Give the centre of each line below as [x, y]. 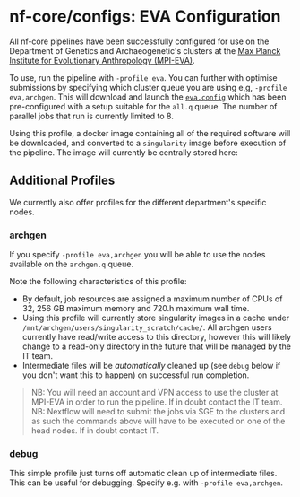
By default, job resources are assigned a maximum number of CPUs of [152, 299]
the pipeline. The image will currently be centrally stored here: [124, 152]
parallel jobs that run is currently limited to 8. [92, 116]
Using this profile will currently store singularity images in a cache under [155, 318]
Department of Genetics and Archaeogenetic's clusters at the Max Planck [145, 50]
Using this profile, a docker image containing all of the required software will [150, 133]
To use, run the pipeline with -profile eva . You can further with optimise [143, 77]
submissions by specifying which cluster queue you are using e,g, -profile [148, 87]
